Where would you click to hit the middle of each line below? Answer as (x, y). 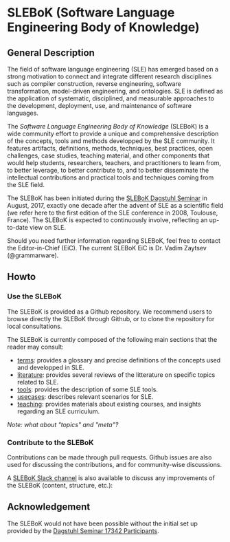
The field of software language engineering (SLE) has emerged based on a (113, 69)
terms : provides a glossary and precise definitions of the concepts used (119, 360)
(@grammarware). (33, 255)
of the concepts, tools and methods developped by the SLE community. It (111, 141)
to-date (18, 227)
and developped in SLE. (50, 367)
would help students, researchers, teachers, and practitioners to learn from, (114, 163)
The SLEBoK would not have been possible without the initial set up (102, 523)
